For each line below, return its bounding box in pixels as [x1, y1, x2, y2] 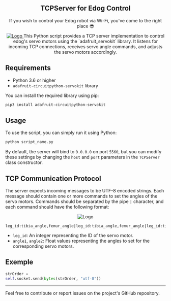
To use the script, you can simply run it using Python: [5, 129, 117, 136]
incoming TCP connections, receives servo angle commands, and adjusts [8, 43, 163, 50]
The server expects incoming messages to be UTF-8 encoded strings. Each [5, 188, 164, 193]
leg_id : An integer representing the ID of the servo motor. [12, 232, 134, 238]
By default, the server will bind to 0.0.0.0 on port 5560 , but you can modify [5, 149, 162, 155]
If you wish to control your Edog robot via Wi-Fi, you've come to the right [9, 17, 162, 23]
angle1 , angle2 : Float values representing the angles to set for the [12, 238, 150, 244]
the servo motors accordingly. [54, 49, 117, 55]
